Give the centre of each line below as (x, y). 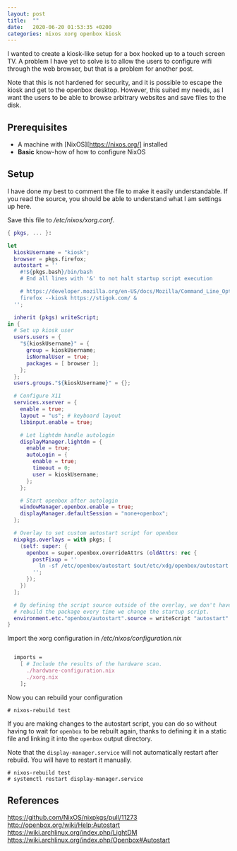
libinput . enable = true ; (56, 422)
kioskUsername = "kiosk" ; (52, 252)
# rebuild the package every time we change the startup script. (112, 612)
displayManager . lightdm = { (61, 442)
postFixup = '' (55, 559)
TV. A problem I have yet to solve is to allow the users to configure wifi (110, 62)
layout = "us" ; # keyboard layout (71, 416)
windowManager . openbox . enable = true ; (77, 507)
